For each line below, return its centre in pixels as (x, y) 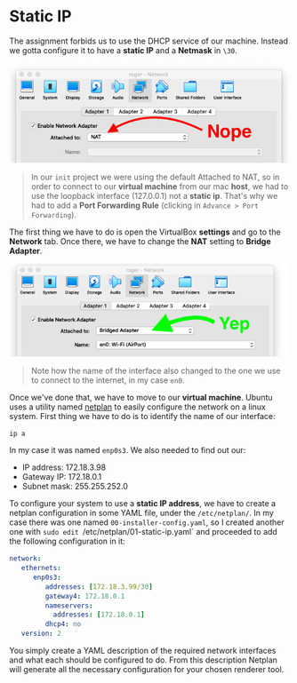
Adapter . (26, 250)
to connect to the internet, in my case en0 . (108, 380)
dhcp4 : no (63, 624)
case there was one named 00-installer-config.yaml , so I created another (147, 522)
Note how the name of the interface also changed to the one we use (156, 371)
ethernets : (41, 568)
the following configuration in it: (68, 541)
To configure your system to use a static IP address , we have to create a (143, 504)
